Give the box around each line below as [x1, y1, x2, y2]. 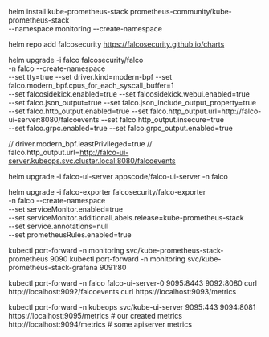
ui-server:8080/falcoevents [8, 115, 100, 124]
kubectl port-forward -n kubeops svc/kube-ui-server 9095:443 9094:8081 [8, 302, 256, 312]
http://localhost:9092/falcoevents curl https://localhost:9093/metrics [8, 287, 237, 296]
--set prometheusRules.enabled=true [8, 230, 132, 240]
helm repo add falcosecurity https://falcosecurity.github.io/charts [8, 39, 225, 49]
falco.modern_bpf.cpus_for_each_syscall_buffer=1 [8, 80, 174, 90]
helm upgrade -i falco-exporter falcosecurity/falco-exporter [8, 187, 206, 196]
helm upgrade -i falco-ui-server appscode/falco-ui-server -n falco [8, 172, 229, 181]
